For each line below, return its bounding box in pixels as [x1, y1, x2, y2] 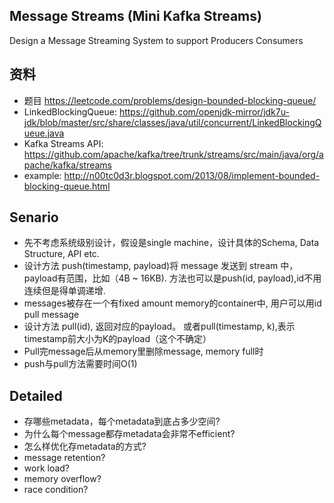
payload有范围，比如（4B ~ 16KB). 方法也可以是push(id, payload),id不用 [23, 272, 322, 284]
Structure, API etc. [23, 248, 100, 260]
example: [23, 169, 62, 181]
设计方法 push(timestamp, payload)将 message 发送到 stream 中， [23, 260, 299, 272]
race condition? [23, 484, 89, 496]
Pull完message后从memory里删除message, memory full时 [23, 345, 264, 358]
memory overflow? [23, 473, 102, 485]
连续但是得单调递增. [23, 285, 106, 297]
